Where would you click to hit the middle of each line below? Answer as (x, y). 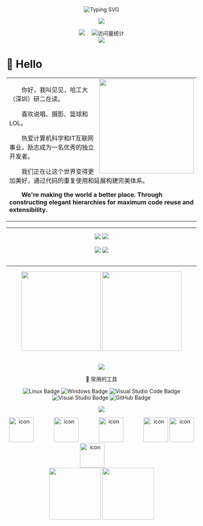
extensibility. (28, 209)
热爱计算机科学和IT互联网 (57, 138)
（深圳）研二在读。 (37, 99)
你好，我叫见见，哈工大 (55, 90)
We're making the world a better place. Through (92, 194)
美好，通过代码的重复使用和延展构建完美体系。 (82, 180)
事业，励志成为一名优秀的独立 (52, 147)
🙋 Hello (24, 64)
